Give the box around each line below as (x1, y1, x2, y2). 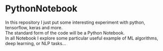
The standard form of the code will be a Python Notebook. (5, 30, 125, 36)
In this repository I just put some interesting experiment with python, (5, 19, 146, 25)
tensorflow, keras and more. (5, 24, 63, 30)
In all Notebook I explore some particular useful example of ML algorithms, (5, 35, 159, 41)
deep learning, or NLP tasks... (5, 40, 66, 46)
